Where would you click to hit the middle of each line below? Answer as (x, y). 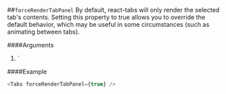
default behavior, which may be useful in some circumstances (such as (108, 24)
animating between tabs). (44, 32)
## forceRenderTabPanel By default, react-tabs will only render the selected (113, 10)
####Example (27, 72)
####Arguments (30, 45)
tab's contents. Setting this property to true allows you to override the (106, 17)
